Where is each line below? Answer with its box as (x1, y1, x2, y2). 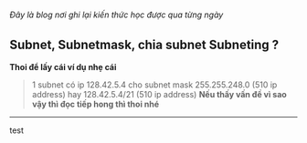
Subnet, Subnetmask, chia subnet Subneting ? (9, 37, 280, 53)
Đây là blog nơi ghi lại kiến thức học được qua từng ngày (9, 9, 224, 20)
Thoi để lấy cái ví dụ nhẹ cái (9, 61, 117, 72)
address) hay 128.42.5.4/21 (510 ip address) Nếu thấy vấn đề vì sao (31, 88, 288, 99)
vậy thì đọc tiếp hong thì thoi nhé (31, 98, 160, 109)
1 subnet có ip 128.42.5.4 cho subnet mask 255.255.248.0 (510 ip (31, 79, 278, 90)
